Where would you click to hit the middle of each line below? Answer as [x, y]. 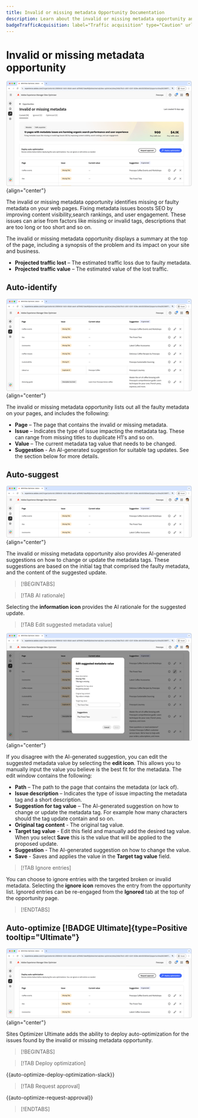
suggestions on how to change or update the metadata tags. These [88, 560]
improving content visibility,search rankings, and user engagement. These [96, 214]
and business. [23, 251]
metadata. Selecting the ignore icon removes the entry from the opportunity [98, 885]
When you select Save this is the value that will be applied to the [93, 837]
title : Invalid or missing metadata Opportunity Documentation [85, 12]
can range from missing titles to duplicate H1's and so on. [84, 437]
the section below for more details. [57, 456]
